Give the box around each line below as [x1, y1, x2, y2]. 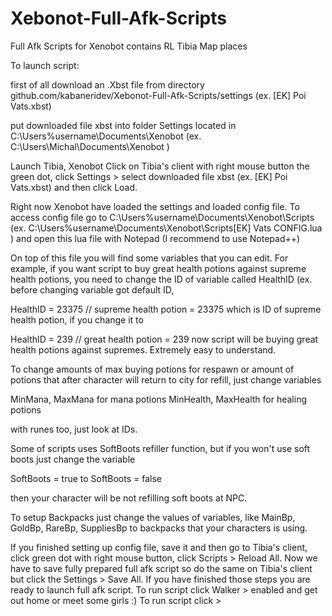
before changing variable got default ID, [10, 283, 175, 296]
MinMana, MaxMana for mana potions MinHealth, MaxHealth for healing [10, 393, 308, 405]
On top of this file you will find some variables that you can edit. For [10, 252, 289, 264]
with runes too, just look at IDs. [10, 423, 138, 435]
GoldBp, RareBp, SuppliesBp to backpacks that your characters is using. [10, 522, 308, 534]
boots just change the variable [10, 453, 136, 465]
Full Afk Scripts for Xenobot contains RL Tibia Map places [10, 40, 248, 52]
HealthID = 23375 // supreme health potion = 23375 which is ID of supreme [10, 303, 322, 315]
